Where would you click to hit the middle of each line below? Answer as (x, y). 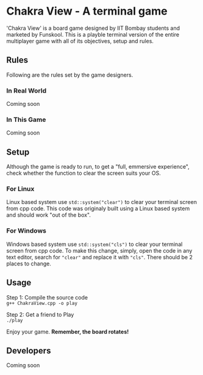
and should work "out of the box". (49, 215)
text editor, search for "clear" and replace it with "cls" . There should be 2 (100, 257)
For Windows (27, 231)
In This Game (26, 119)
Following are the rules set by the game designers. (70, 75)
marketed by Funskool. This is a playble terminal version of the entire (93, 34)
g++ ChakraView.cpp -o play (42, 303)
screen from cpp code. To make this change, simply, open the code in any (99, 250)
